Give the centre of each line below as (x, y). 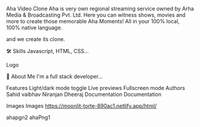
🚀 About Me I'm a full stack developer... (55, 76)
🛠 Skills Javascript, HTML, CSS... (47, 51)
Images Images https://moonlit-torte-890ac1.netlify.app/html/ (81, 106)
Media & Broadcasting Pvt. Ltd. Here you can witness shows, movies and (96, 15)
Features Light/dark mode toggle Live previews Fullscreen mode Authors (96, 88)
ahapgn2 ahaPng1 (28, 117)
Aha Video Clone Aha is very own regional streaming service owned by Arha (100, 9)
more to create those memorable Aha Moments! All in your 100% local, (93, 21)
